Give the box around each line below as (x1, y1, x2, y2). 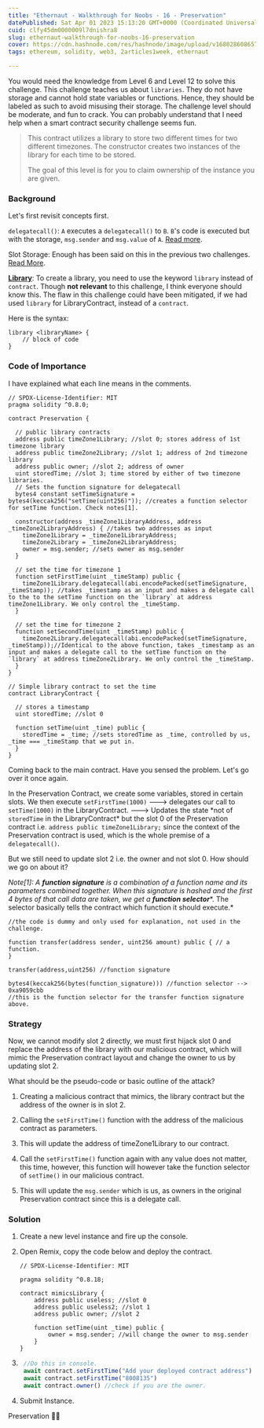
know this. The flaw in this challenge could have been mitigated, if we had (8, 290, 247, 299)
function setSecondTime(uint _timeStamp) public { (15, 628, 185, 635)
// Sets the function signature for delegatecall (15, 483, 181, 491)
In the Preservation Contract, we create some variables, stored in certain (8, 789, 244, 798)
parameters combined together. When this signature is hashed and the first (8, 885, 253, 895)
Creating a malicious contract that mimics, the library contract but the (19, 1091, 245, 1100)
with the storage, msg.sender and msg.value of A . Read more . (8, 235, 203, 244)
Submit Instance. (19, 1396, 75, 1405)
